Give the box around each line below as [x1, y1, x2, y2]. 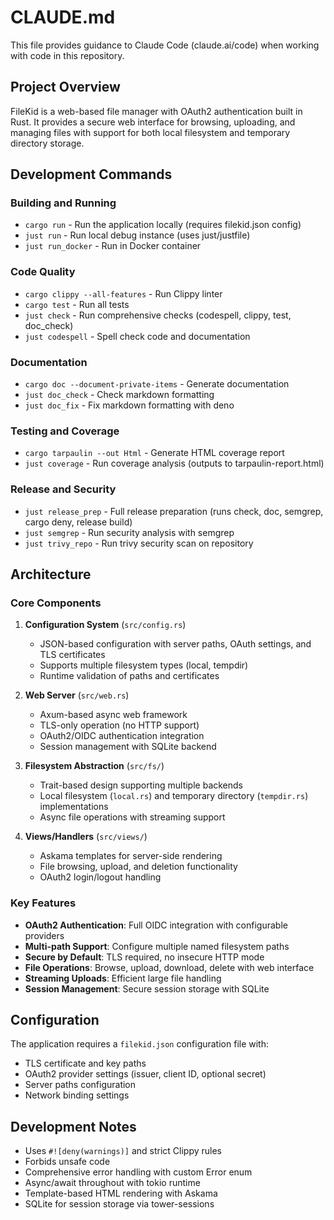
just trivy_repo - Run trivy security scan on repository [24, 537, 254, 549]
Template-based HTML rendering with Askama [24, 1187, 218, 1200]
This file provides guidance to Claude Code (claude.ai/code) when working [10, 39, 320, 51]
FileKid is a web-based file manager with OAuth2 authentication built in [10, 105, 303, 117]
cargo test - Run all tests [24, 298, 130, 310]
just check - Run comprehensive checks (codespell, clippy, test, [24, 309, 292, 321]
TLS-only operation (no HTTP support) [39, 719, 200, 731]
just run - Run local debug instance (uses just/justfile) [24, 229, 251, 241]
